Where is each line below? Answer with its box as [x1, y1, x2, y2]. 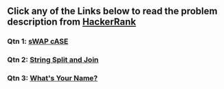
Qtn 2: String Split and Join [7, 55, 99, 64]
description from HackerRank [7, 16, 136, 28]
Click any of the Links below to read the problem [7, 5, 218, 17]
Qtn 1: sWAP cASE [7, 37, 69, 47]
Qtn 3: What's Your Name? [7, 73, 98, 83]
